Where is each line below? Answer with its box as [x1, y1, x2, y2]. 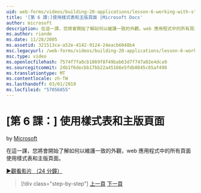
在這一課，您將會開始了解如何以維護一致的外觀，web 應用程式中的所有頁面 [6, 147, 191, 154]
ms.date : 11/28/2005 [6, 37, 58, 43]
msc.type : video [6, 53, 47, 59]
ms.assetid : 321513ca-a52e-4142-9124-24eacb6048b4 [6, 43, 135, 49]
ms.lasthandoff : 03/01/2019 [6, 82, 77, 88]
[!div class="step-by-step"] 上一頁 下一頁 [20, 180, 123, 187]
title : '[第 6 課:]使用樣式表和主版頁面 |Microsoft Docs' [6, 14, 143, 20]
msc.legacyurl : [6, 48, 44, 54]
